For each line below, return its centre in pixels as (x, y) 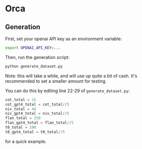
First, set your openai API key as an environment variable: (64, 39)
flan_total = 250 (23, 118)
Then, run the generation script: (37, 57)
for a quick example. (26, 141)
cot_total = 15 (21, 99)
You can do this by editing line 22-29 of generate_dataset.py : (67, 91)
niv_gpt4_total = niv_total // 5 (37, 114)
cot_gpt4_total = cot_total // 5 (37, 104)
